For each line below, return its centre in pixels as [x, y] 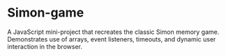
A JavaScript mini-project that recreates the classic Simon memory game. [113, 32]
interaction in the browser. [45, 46]
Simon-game [46, 13]
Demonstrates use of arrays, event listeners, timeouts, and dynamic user [112, 39]
